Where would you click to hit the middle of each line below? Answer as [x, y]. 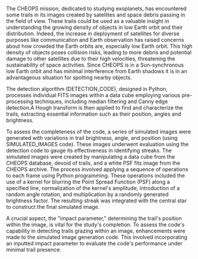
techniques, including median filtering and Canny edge [101, 101]
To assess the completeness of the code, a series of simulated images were [98, 132]
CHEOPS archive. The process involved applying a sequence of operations [97, 169]
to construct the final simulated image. [53, 207]
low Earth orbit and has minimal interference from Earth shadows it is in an [97, 71]
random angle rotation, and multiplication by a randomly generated [87, 194]
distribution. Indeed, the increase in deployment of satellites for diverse [93, 34]
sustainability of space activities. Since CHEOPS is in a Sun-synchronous [95, 65]
